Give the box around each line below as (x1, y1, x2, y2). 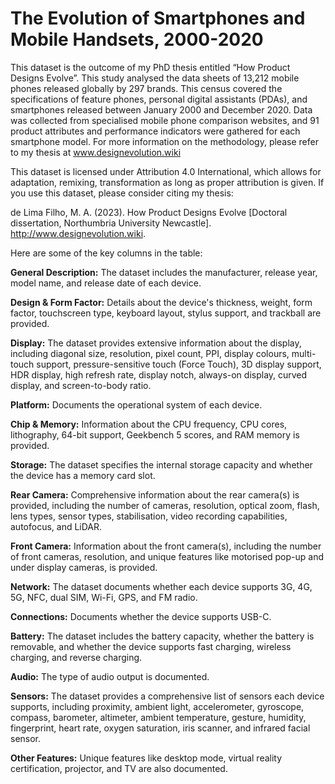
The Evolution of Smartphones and (10, 7, 306, 30)
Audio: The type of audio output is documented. (10, 670, 210, 682)
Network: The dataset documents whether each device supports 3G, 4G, (10, 580, 313, 592)
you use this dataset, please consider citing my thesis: (10, 187, 234, 199)
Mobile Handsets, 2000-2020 (10, 28, 264, 51)
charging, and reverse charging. (10, 651, 143, 663)
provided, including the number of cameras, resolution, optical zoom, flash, (10, 499, 320, 511)
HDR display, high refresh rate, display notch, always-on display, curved (10, 368, 308, 381)
